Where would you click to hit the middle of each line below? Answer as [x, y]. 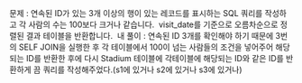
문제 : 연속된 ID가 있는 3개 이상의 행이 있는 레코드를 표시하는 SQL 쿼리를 [136, 13]
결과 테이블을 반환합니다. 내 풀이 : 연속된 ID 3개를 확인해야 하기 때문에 [150, 36]
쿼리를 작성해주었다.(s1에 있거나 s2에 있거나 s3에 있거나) [142, 69]
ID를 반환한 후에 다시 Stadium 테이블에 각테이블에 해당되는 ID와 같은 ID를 [155, 58]
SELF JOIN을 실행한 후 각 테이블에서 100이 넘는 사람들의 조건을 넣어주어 [146, 47]
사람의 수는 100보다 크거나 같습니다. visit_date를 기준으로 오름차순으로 [153, 24]
